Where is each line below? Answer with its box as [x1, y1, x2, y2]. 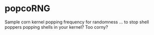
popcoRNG [4, 3, 51, 14]
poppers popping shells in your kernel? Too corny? [4, 24, 108, 30]
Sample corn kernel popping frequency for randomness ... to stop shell [4, 19, 149, 25]
